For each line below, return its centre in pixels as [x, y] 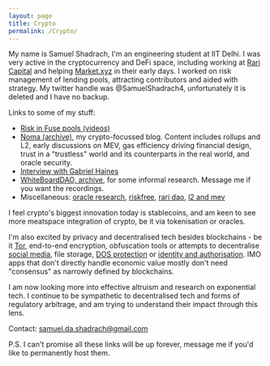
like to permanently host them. [59, 353]
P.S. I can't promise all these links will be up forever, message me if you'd [131, 344]
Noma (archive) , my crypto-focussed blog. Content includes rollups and [140, 137]
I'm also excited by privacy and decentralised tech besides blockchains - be [135, 237]
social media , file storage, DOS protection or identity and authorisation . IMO [135, 254]
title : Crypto [32, 23]
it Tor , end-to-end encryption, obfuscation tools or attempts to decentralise [134, 246]
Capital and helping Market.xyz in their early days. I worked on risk [120, 71]
